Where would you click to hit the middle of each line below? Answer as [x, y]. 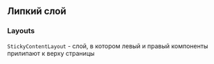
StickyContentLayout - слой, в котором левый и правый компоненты [108, 46]
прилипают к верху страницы [51, 53]
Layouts [21, 31]
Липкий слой [37, 11]
